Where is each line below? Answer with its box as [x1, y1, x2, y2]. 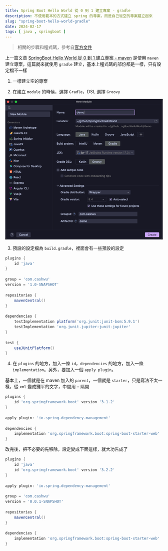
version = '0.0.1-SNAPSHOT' [5, 499, 64, 504]
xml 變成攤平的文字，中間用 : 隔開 [19, 384, 89, 390]
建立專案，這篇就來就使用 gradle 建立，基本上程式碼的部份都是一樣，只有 [5, 61, 157, 67]
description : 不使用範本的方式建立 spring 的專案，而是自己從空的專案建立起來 [5, 13, 153, 19]
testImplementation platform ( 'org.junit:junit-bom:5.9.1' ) [14, 319, 140, 324]
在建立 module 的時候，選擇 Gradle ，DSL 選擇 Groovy [12, 89, 120, 95]
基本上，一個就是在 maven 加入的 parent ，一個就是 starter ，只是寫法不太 [5, 377, 158, 383]
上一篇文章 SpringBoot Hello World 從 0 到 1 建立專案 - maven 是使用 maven [5, 55, 159, 61]
